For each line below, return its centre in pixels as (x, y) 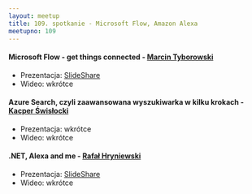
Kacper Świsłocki (39, 111)
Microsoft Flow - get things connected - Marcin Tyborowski (111, 57)
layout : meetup (34, 16)
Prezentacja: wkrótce (56, 129)
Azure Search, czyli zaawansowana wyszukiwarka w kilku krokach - (126, 102)
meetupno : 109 (33, 31)
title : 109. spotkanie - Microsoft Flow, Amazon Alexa (103, 24)
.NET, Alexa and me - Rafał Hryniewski (75, 156)
